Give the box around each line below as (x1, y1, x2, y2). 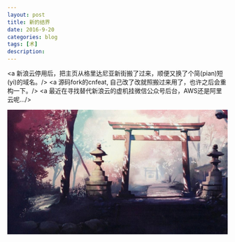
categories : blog (7, 34, 58, 41)
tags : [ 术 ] (7, 41, 38, 48)
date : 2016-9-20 (7, 26, 55, 33)
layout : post (7, 11, 45, 18)
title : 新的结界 (7, 18, 50, 26)
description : (7, 48, 45, 55)
